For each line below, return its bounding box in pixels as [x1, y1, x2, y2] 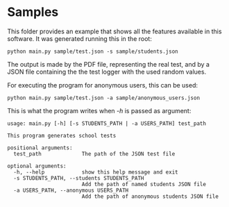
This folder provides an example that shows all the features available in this [7, 27, 222, 35]
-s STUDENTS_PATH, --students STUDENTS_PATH [13, 174, 144, 181]
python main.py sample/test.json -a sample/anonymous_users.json [7, 94, 200, 101]
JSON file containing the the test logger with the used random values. [7, 67, 207, 76]
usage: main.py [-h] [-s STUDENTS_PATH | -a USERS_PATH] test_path [7, 119, 207, 127]
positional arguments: [7, 144, 73, 151]
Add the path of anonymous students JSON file [81, 192, 219, 200]
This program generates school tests [7, 132, 117, 139]
